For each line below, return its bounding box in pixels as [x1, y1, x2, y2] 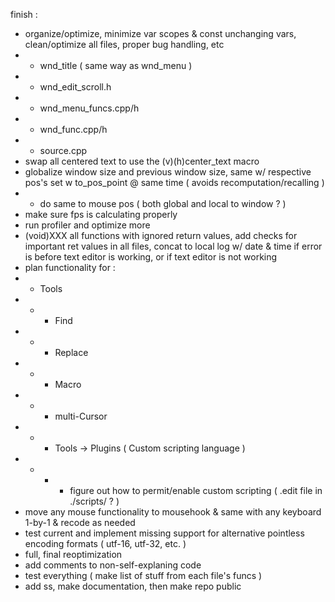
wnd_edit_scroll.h [39, 81, 112, 93]
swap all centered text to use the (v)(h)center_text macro [24, 155, 260, 167]
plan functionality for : [24, 262, 116, 273]
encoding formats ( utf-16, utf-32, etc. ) [24, 538, 187, 549]
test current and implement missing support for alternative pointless [24, 527, 305, 539]
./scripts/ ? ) [69, 495, 120, 507]
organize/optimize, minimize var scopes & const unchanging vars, [24, 28, 297, 39]
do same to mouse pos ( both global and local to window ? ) [39, 198, 287, 209]
